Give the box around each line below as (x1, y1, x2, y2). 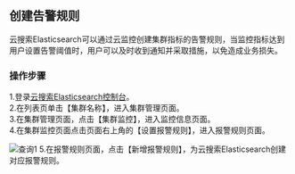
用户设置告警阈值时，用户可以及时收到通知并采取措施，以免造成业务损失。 (9, 45, 283, 55)
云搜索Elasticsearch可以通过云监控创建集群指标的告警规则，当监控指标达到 (9, 34, 285, 45)
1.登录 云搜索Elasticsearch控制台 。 (9, 92, 135, 103)
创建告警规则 (9, 8, 80, 24)
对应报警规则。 (9, 155, 64, 166)
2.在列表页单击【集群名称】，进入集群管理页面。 (9, 103, 184, 113)
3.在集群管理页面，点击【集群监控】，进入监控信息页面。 (9, 114, 216, 125)
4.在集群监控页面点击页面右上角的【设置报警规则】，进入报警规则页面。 (9, 125, 270, 136)
